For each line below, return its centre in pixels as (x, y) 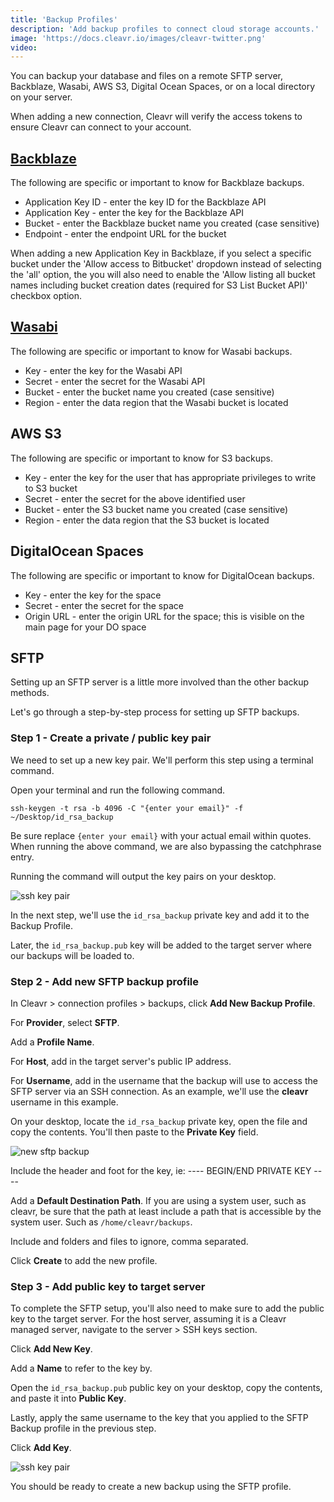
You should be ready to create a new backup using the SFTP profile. (151, 1487)
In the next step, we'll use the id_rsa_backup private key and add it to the (160, 915)
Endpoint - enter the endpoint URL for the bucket (125, 234)
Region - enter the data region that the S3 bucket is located (147, 520)
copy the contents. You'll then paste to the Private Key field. (134, 1132)
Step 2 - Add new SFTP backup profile (105, 981)
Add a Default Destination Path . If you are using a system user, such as (158, 1200)
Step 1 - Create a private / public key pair (111, 738)
